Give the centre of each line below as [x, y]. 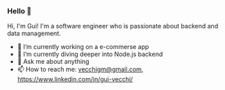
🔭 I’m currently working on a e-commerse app [83, 47]
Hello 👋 [19, 11]
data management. [34, 33]
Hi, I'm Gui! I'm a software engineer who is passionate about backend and [113, 26]
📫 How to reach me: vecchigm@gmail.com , [80, 69]
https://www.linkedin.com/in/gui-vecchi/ [75, 80]
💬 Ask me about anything [53, 62]
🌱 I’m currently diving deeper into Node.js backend [90, 54]
